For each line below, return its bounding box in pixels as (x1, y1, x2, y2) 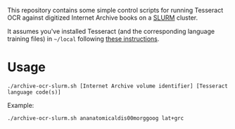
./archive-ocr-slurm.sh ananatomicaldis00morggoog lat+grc (7, 114, 184, 122)
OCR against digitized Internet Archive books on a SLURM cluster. (7, 13, 198, 22)
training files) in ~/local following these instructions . (7, 35, 160, 43)
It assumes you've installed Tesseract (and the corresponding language (7, 27, 215, 35)
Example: (7, 101, 34, 109)
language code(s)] (7, 88, 61, 96)
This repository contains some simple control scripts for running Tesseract (7, 6, 224, 14)
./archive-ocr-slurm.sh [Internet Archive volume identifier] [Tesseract (7, 82, 229, 90)
